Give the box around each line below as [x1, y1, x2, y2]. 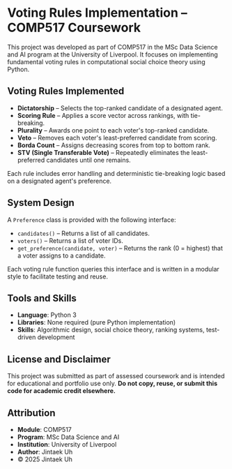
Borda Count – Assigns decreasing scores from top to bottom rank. [17, 141, 211, 149]
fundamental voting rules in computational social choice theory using [7, 57, 206, 66]
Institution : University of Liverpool [17, 440, 117, 448]
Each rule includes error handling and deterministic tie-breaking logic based [7, 169, 226, 177]
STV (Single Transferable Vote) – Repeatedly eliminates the [17, 148, 190, 156]
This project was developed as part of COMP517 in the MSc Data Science [7, 43, 218, 51]
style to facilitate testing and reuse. [7, 272, 108, 281]
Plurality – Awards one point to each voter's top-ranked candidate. [17, 126, 210, 134]
